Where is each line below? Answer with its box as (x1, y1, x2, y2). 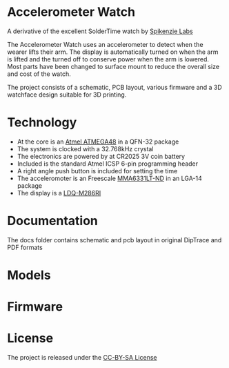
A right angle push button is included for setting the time (17, 166, 178, 175)
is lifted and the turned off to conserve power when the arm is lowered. (7, 55, 209, 63)
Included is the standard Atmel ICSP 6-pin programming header (17, 159, 199, 168)
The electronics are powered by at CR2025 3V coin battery (17, 152, 185, 160)
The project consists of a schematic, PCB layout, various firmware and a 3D (7, 83, 222, 91)
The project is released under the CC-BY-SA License (7, 354, 157, 362)
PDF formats (7, 243, 43, 251)
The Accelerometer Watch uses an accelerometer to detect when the (7, 40, 203, 48)
